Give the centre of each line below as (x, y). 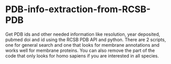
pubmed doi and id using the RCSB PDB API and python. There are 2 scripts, (86, 40)
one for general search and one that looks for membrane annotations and (82, 45)
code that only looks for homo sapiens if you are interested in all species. (82, 56)
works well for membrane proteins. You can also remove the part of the (80, 50)
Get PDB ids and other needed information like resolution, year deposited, (83, 34)
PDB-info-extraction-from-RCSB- (78, 9)
